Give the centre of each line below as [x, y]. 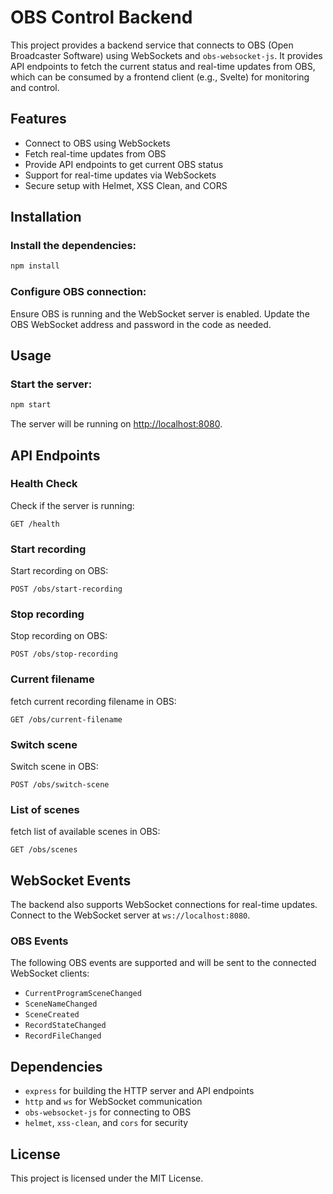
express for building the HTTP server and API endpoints [139, 1091]
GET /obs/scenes [44, 850]
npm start [31, 405]
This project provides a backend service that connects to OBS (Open [152, 45]
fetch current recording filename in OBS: [93, 701]
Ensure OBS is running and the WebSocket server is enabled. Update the [160, 313]
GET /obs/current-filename [66, 719]
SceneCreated [52, 1015]
